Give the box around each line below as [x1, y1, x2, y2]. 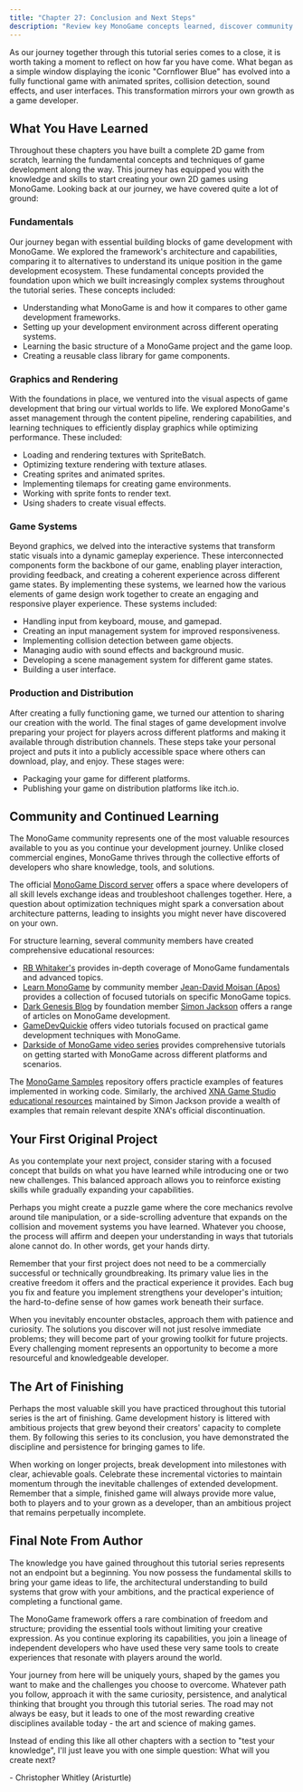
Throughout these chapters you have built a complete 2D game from [9, 145, 265, 156]
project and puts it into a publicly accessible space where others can [9, 746, 266, 756]
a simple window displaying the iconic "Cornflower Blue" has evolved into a [9, 65, 291, 77]
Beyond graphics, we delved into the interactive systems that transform [9, 541, 276, 552]
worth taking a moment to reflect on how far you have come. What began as [9, 56, 294, 67]
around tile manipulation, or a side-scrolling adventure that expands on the [9, 1211, 288, 1223]
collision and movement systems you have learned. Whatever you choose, [9, 1221, 287, 1232]
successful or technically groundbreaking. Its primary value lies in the [9, 1267, 269, 1278]
